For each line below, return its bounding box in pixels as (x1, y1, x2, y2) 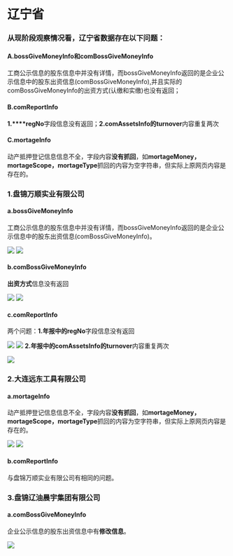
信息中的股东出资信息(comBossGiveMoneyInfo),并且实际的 (13, 78, 183, 86)
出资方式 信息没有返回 (7, 280, 69, 288)
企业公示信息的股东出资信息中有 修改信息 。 (7, 527, 130, 535)
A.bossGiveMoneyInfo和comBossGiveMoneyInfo (7, 52, 154, 60)
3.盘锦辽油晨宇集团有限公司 (7, 492, 100, 502)
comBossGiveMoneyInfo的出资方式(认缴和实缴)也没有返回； (7, 86, 181, 95)
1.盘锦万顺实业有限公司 (7, 189, 85, 198)
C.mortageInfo (7, 136, 51, 144)
